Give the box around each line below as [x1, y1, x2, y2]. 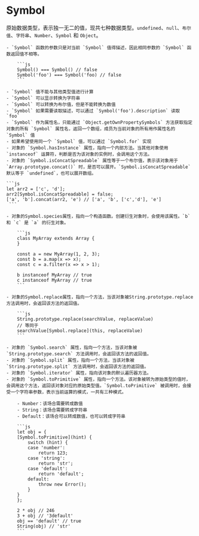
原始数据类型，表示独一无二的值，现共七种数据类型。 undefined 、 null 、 [6, 24, 183, 31]
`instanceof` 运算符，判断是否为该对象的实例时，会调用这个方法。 [6, 151, 152, 157]
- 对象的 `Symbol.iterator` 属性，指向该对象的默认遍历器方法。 [6, 370, 152, 376]
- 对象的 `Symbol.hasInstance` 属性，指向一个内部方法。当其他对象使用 [6, 145, 169, 151]
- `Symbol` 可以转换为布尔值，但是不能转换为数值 [6, 101, 116, 108]
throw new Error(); [38, 481, 87, 488]
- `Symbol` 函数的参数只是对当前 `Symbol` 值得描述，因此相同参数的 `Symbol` [6, 44, 185, 51]
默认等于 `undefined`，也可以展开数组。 [6, 170, 97, 176]
